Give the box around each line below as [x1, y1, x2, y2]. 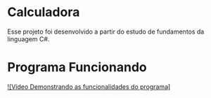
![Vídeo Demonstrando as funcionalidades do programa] [7, 82, 171, 91]
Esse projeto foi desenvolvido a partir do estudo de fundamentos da [7, 27, 205, 36]
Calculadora [7, 4, 80, 20]
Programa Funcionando [7, 59, 147, 76]
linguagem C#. [7, 34, 50, 43]
